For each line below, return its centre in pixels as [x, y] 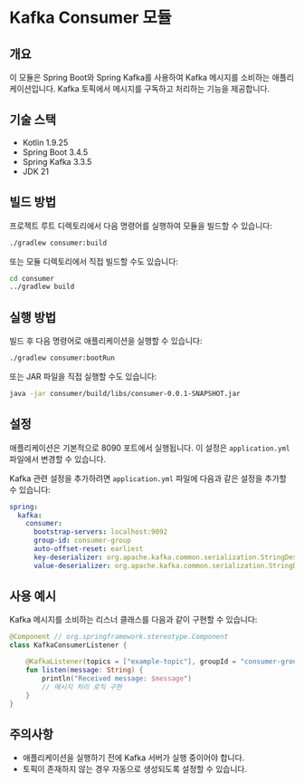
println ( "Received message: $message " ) [117, 678]
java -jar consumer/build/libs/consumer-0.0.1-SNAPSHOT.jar [125, 393]
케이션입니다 [32, 89]
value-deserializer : [72, 565]
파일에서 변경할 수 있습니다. [58, 459]
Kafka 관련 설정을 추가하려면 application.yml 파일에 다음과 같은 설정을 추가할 [148, 478]
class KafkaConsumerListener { [68, 645]
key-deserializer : [68, 557]
